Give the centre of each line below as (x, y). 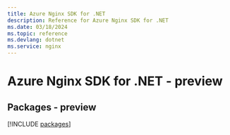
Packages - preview (52, 107)
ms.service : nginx (34, 46)
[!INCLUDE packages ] (39, 124)
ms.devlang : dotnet (36, 40)
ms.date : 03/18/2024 (38, 27)
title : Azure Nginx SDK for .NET (56, 14)
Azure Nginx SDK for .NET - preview (115, 81)
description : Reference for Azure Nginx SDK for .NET (88, 20)
